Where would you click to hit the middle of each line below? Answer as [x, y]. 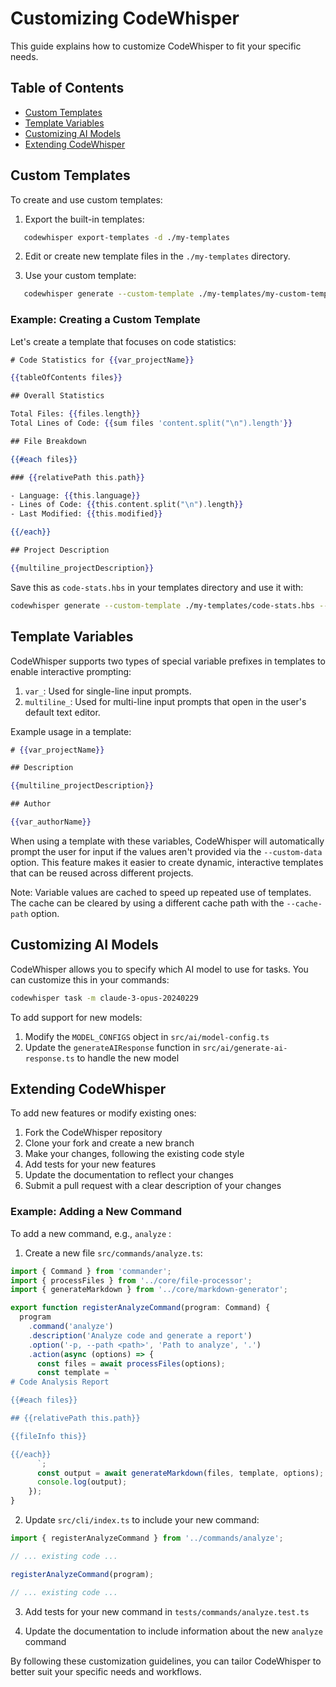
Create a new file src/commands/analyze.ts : [113, 1253]
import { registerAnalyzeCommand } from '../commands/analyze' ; [147, 1538]
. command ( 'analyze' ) [71, 1327]
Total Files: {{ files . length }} [75, 414]
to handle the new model [128, 1058]
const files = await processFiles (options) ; [131, 1363]
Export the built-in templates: [84, 219]
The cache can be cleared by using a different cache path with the [147, 903]
